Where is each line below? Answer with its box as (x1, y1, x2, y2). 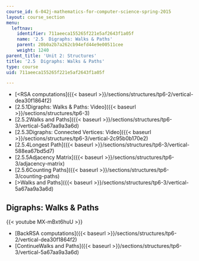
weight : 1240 (17, 47, 49, 53)
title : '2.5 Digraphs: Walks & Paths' (6, 58, 105, 64)
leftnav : (11, 25, 33, 31)
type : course (6, 63, 39, 70)
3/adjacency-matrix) (14, 160, 65, 167)
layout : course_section (6, 14, 65, 20)
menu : (6, 20, 20, 26)
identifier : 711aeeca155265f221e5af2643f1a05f (17, 31, 134, 37)
